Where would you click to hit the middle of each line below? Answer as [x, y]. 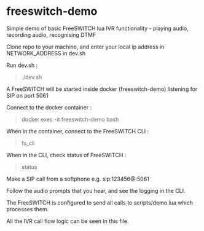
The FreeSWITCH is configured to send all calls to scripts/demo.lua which [100, 202]
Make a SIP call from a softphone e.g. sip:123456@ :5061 [78, 179]
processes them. [28, 209]
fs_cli [28, 143]
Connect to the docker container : [49, 107]
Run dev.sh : [22, 65]
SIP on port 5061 [27, 95]
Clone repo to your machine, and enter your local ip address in [85, 47]
